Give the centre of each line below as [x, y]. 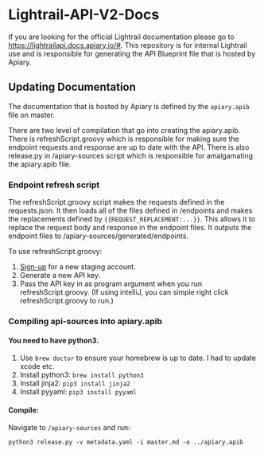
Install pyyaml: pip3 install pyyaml [78, 392]
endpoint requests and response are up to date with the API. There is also [129, 147]
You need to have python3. [54, 340]
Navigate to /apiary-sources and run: [70, 428]
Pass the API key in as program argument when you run [111, 284]
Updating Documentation [72, 87]
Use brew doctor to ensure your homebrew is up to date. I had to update [138, 358]
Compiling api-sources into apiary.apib [85, 321]
